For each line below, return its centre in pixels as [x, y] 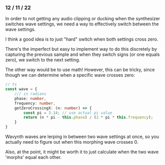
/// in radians [30, 94]
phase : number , [30, 98]
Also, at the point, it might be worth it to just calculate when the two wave [82, 152]
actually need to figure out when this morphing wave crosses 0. [72, 142]
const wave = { [21, 89]
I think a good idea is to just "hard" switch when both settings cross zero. [82, 39]
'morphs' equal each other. [34, 157]
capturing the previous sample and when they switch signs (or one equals [82, 54]
